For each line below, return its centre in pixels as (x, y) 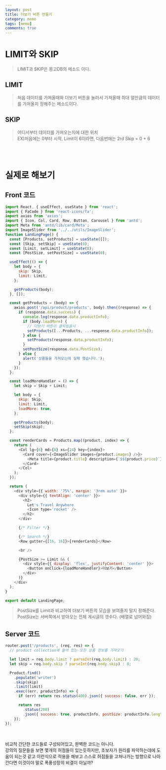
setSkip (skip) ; (30, 427)
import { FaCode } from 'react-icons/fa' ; (49, 212)
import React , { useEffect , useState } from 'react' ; (62, 207)
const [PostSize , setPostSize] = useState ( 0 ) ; (58, 253)
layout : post (19, 10)
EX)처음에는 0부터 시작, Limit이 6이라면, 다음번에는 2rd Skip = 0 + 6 (84, 138)
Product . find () (25, 673)
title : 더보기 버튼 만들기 (29, 14)
